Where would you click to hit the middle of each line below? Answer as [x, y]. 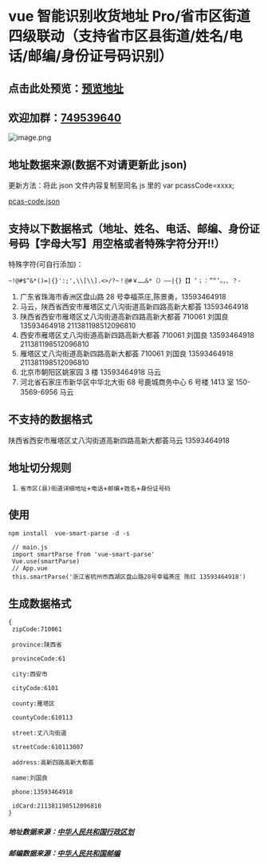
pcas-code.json [34, 201]
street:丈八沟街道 [39, 733]
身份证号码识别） [117, 56]
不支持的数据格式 [50, 420]
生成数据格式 [40, 603]
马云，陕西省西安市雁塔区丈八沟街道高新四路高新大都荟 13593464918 [134, 307]
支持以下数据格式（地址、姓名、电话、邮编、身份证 [134, 228]
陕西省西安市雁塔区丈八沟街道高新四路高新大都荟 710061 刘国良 [124, 317]
